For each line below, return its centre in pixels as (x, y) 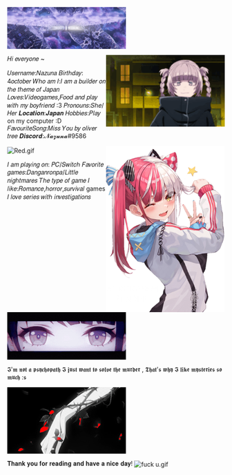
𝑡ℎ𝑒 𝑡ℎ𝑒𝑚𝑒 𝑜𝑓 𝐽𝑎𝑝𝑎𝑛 (33, 90)
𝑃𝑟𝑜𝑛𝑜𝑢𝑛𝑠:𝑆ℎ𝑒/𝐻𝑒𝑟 (84, 106)
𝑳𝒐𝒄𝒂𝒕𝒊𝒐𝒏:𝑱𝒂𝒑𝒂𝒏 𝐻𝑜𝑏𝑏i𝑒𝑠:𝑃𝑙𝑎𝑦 (60, 113)
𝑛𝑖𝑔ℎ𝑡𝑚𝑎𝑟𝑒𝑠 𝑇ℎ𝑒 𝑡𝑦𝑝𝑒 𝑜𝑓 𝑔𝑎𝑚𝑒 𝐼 (48, 180)
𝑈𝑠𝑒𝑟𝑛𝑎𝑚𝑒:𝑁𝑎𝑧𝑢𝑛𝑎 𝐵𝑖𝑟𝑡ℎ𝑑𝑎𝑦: (46, 73)
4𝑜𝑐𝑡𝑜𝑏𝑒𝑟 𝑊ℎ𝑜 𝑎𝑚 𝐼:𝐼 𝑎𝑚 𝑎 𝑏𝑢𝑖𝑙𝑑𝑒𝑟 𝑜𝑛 (57, 81)
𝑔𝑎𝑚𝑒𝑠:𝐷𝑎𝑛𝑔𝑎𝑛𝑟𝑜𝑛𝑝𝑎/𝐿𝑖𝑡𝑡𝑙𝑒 (43, 172)
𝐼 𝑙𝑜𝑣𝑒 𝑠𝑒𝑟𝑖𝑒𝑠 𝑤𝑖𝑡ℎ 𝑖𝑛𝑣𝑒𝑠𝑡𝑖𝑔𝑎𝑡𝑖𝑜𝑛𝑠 (49, 197)
